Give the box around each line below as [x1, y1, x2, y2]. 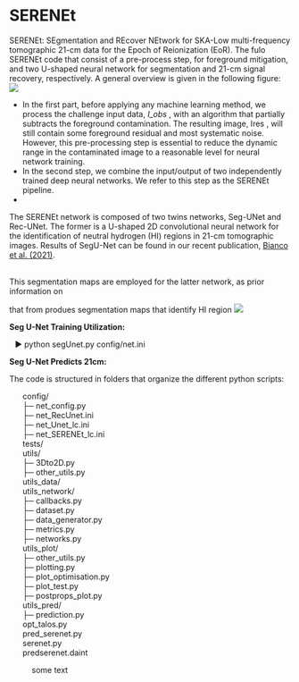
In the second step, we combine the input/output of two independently [21, 165, 283, 176]
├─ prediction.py [21, 609, 85, 619]
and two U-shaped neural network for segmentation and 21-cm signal [9, 63, 266, 74]
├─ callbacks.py [21, 495, 83, 506]
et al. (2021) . [9, 249, 55, 260]
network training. [21, 156, 86, 166]
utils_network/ [21, 485, 75, 496]
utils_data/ [21, 476, 61, 487]
